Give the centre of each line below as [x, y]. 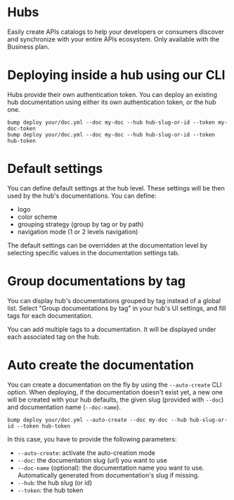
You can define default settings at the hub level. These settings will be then [116, 188]
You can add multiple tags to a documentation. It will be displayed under [112, 329]
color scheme [37, 217]
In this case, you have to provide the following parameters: [92, 439]
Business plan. [28, 46]
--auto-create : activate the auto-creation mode [86, 453]
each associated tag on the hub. [54, 336]
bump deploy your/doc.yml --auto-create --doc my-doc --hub [97, 420]
